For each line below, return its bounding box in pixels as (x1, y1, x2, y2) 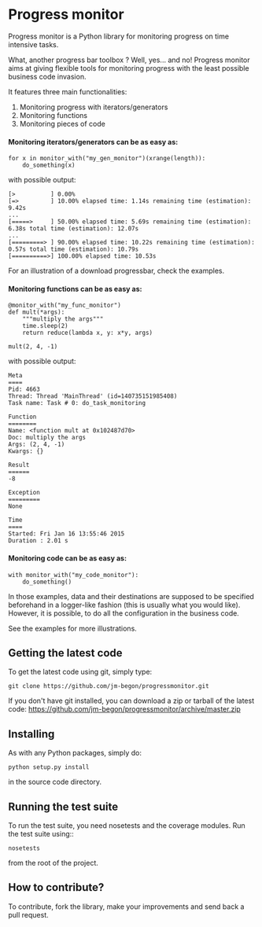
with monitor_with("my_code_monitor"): (8, 571, 139, 579)
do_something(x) (22, 161, 76, 170)
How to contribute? (8, 881, 105, 894)
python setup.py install (8, 763, 90, 771)
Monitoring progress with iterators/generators (19, 102, 168, 112)
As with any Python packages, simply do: (8, 749, 142, 758)
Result (8, 462, 30, 469)
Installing (8, 727, 55, 741)
